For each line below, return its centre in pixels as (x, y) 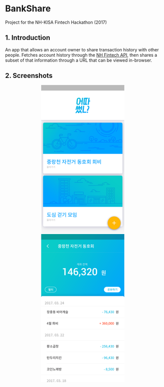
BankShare (28, 9)
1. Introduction (28, 38)
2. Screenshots (29, 76)
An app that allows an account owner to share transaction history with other (82, 49)
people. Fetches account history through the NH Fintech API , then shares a (81, 55)
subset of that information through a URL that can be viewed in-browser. (79, 60)
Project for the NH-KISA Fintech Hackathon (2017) (56, 22)
